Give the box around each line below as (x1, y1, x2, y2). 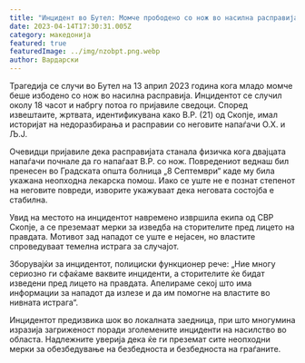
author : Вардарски (9, 55, 79, 64)
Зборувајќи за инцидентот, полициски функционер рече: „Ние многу (9, 259, 276, 269)
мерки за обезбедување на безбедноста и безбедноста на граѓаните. (9, 344, 281, 354)
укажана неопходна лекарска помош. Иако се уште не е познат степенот (9, 175, 296, 186)
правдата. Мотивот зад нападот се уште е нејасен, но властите (9, 231, 256, 241)
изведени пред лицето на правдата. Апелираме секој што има (9, 278, 252, 289)
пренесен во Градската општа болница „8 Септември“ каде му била (9, 165, 275, 176)
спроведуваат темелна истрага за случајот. (9, 241, 180, 251)
